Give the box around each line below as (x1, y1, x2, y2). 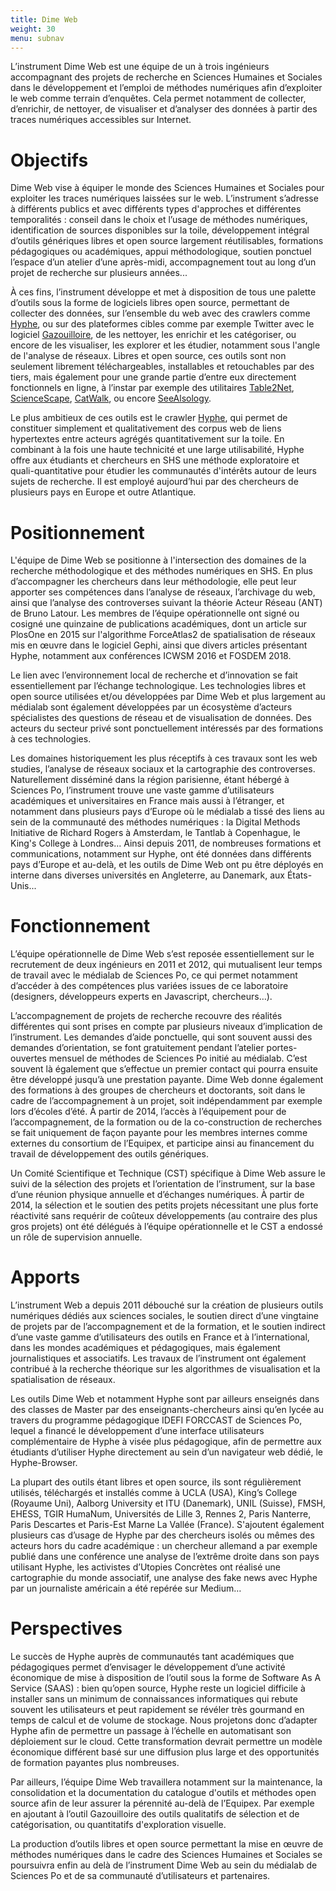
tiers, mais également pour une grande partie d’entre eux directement (10, 371, 297, 383)
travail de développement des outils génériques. (10, 1148, 209, 1160)
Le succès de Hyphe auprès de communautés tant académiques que (10, 1651, 295, 1663)
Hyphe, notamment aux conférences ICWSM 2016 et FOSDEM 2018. (10, 650, 292, 662)
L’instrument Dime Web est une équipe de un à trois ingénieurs (10, 61, 270, 73)
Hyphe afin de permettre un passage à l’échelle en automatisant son (10, 1725, 292, 1737)
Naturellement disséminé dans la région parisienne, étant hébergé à (10, 774, 290, 786)
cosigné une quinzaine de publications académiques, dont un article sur (10, 618, 308, 630)
